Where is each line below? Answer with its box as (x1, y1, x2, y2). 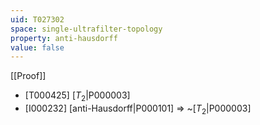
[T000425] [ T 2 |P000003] (24, 89, 131, 104)
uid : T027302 (10, 14, 65, 25)
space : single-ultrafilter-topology (10, 24, 163, 34)
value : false (10, 42, 65, 53)
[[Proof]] (10, 70, 47, 82)
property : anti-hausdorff (10, 33, 118, 43)
